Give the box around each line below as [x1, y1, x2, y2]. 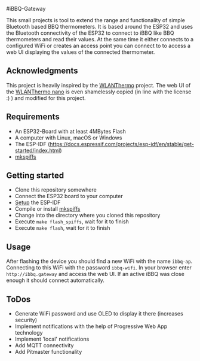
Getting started [6, 171, 64, 181]
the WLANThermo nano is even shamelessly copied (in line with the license [6, 88, 192, 95]
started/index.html [14, 147, 60, 154]
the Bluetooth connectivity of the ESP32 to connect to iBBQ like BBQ [6, 29, 174, 37]
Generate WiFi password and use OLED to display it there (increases [14, 310, 183, 317]
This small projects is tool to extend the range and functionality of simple [6, 17, 185, 23]
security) [14, 317, 38, 324]
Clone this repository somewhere [14, 186, 97, 193]
